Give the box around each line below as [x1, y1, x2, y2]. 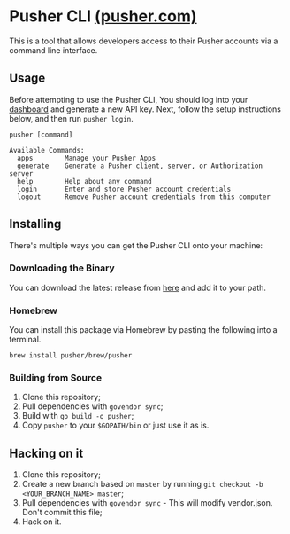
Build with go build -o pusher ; [21, 411, 134, 421]
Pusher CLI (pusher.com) [9, 6, 197, 27]
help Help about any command [17, 177, 152, 185]
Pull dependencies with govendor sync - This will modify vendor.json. [21, 498, 273, 508]
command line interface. [9, 44, 98, 55]
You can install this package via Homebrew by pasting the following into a [9, 325, 278, 335]
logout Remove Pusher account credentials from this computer [17, 192, 271, 201]
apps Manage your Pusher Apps [17, 153, 156, 162]
